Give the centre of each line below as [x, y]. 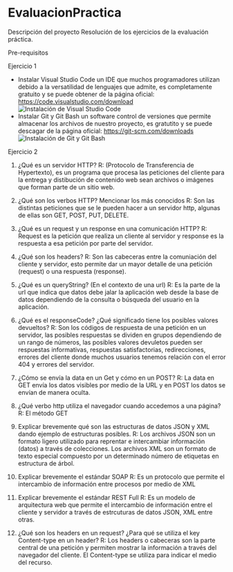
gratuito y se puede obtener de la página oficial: [86, 94]
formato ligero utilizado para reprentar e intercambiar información [111, 441]
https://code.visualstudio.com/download [75, 101]
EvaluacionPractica [65, 13]
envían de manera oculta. [54, 392]
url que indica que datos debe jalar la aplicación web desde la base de [118, 292]
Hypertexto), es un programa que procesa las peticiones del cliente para [121, 172]
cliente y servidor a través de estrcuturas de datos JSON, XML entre [115, 512]
